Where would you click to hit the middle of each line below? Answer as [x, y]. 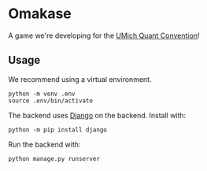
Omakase [40, 14]
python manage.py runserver [54, 158]
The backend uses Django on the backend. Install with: [97, 115]
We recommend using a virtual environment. [80, 79]
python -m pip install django [58, 130]
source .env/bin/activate [50, 100]
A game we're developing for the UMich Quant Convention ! [104, 35]
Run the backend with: [44, 144]
